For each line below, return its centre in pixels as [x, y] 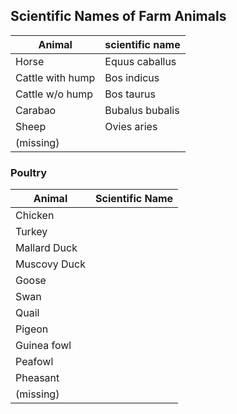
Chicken [35, 216]
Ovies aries [131, 126]
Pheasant [37, 378]
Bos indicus [132, 77]
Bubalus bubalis [142, 110]
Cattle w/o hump [54, 94]
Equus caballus [140, 61]
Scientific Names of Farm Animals [118, 16]
